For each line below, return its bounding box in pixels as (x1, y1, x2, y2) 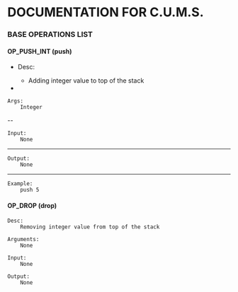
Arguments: (7, 235, 40, 243)
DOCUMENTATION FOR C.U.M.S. (7, 4, 204, 21)
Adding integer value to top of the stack (28, 76, 144, 85)
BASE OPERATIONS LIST (7, 30, 93, 40)
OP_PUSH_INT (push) (7, 47, 72, 55)
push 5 (20, 187, 40, 194)
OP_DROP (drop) (7, 201, 57, 209)
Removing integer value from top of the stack (20, 223, 160, 230)
